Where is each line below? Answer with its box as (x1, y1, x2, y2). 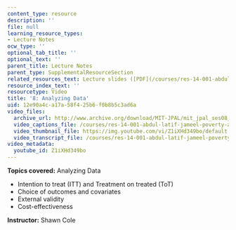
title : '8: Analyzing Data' (7, 95, 90, 102)
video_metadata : (7, 141, 55, 148)
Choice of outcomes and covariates (17, 187, 122, 196)
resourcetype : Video (7, 88, 68, 95)
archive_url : (13, 114, 52, 121)
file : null (7, 23, 39, 30)
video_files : (7, 108, 46, 115)
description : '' (7, 17, 55, 24)
